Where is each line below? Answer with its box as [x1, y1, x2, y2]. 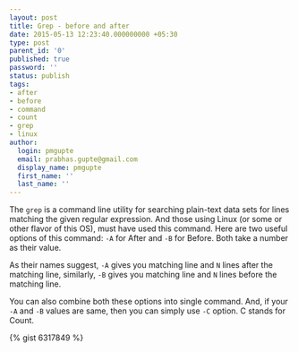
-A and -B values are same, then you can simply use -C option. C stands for [9, 305, 286, 316]
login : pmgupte [17, 146, 74, 155]
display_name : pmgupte [17, 163, 102, 172]
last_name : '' [17, 180, 70, 189]
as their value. [9, 243, 62, 253]
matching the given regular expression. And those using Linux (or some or [9, 214, 283, 225]
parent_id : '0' [9, 47, 66, 56]
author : [9, 138, 38, 147]
